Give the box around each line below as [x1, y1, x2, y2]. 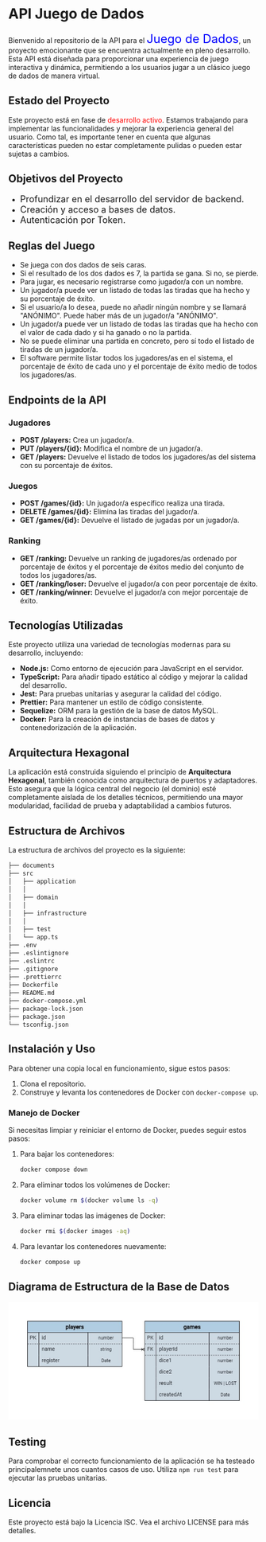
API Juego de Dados [8, 5, 145, 23]
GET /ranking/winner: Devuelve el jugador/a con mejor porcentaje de [19, 587, 249, 597]
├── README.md [8, 989, 56, 997]
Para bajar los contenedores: [19, 1150, 115, 1159]
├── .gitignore [8, 965, 59, 974]
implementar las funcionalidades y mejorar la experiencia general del [8, 123, 234, 133]
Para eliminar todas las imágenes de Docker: [19, 1211, 166, 1220]
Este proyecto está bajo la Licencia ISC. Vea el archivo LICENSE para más [8, 1517, 249, 1527]
